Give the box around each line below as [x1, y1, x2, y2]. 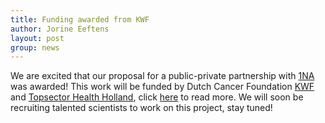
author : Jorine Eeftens [10, 24, 110, 34]
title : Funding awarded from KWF [10, 14, 150, 25]
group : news [10, 42, 60, 53]
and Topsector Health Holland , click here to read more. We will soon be [10, 91, 304, 103]
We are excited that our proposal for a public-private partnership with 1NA [10, 70, 315, 82]
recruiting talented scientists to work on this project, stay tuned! [10, 102, 273, 114]
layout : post [10, 33, 65, 43]
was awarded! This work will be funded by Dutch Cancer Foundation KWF [10, 81, 315, 93]
